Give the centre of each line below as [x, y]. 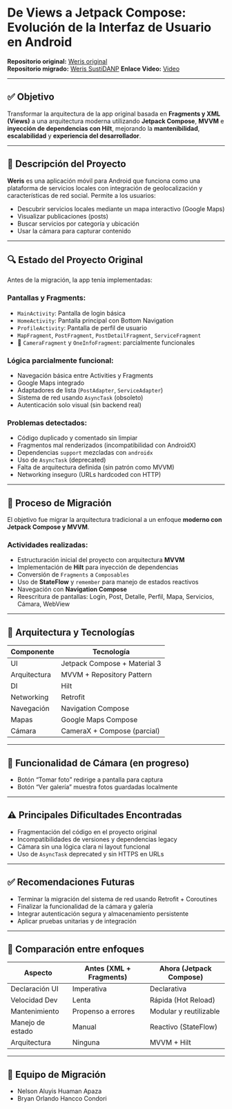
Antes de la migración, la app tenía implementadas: [80, 280]
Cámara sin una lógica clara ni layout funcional [84, 847]
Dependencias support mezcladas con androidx [85, 453]
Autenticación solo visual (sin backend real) [79, 405]
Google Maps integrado [51, 383]
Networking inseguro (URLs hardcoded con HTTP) [89, 475]
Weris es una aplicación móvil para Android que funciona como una [104, 181]
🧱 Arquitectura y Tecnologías [71, 632]
